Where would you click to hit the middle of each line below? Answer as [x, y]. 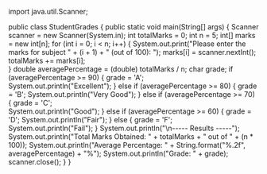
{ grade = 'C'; [31, 103]
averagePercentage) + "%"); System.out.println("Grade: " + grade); [118, 153]
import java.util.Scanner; [48, 12]
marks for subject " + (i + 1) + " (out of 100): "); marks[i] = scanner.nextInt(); [132, 52]
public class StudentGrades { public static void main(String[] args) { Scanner [133, 27]
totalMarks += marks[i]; [47, 60]
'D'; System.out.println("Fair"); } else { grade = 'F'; [91, 120]
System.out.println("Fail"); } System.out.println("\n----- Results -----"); [124, 128]
